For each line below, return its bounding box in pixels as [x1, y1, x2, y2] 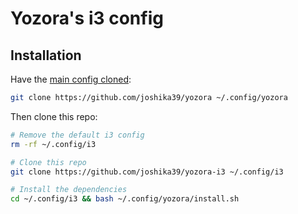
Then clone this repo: [10, 110, 98, 122]
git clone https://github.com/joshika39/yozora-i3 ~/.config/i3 [10, 167, 284, 177]
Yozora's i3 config [10, 7, 164, 30]
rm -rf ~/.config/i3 [10, 139, 97, 149]
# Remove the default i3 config [10, 130, 145, 140]
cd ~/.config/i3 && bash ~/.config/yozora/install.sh [10, 194, 240, 204]
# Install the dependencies [10, 185, 128, 195]
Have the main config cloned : [10, 73, 132, 85]
